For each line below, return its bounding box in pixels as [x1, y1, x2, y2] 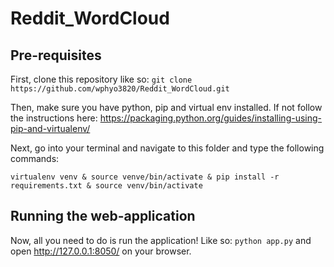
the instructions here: [10, 112, 98, 124]
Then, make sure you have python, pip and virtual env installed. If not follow [10, 102, 323, 113]
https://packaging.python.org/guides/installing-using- [99, 112, 323, 124]
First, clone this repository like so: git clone [10, 73, 193, 85]
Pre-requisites [10, 47, 102, 64]
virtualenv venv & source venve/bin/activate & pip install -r [10, 172, 280, 182]
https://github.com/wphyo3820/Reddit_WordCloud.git [10, 84, 230, 94]
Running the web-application [10, 208, 196, 225]
